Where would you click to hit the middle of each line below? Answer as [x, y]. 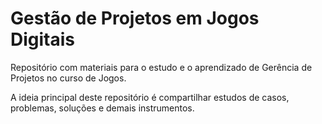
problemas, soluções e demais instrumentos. [102, 108]
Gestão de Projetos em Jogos [135, 18]
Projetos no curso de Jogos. [68, 78]
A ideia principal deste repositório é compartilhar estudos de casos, [150, 97]
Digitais [43, 39]
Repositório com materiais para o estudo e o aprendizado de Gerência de [161, 67]
